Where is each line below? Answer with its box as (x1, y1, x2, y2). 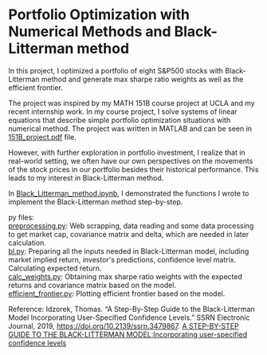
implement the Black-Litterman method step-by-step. (8, 197, 183, 207)
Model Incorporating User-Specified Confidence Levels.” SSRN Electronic (8, 313, 250, 322)
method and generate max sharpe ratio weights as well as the (41, 74, 244, 84)
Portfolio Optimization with (8, 6, 190, 24)
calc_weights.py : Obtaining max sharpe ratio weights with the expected (8, 271, 243, 281)
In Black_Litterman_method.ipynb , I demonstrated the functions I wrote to (8, 188, 249, 198)
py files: (8, 212, 34, 222)
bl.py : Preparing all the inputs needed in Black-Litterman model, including (8, 246, 249, 256)
